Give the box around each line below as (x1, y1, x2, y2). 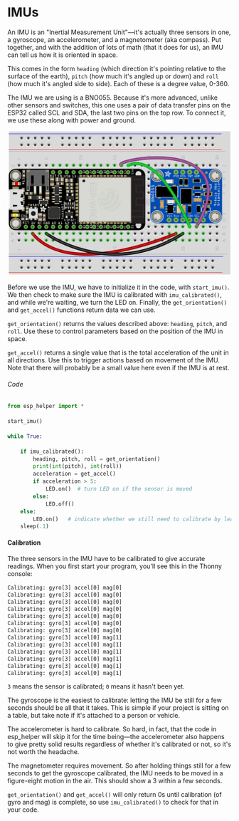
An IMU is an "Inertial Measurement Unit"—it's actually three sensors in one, (7, 28, 231, 36)
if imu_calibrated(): (20, 448, 84, 455)
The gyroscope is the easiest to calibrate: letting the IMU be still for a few (7, 696, 222, 704)
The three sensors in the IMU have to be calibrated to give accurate (7, 554, 206, 563)
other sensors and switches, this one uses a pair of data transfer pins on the (7, 100, 231, 109)
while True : (7, 432, 43, 440)
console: (7, 569, 33, 577)
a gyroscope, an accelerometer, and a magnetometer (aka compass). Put (7, 35, 222, 43)
